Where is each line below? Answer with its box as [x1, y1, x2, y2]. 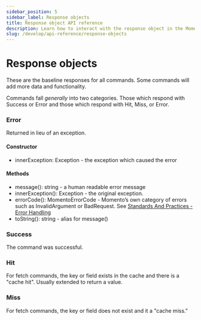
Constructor [6, 143, 38, 150]
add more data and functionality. [6, 83, 87, 90]
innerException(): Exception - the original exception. [14, 190, 144, 197]
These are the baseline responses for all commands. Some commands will [6, 77, 190, 84]
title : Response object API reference [6, 20, 103, 26]
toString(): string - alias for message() [14, 215, 109, 222]
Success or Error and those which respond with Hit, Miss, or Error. [6, 101, 169, 108]
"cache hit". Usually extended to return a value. [6, 279, 123, 286]
